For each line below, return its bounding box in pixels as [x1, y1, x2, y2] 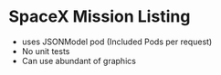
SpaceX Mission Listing [8, 6, 191, 27]
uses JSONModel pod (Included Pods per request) [21, 36, 213, 47]
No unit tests [21, 45, 70, 56]
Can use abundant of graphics [21, 55, 136, 66]
